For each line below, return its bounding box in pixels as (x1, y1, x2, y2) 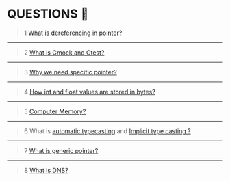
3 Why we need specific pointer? (23, 68, 118, 76)
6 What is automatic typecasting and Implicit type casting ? (23, 126, 191, 135)
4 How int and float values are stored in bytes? (23, 87, 155, 96)
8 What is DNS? (23, 166, 68, 174)
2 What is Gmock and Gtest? (23, 48, 105, 57)
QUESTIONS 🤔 (7, 6, 89, 22)
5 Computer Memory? (23, 107, 86, 115)
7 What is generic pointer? (23, 146, 99, 154)
